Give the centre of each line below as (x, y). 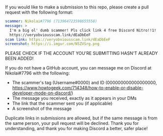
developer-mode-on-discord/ (42, 93)
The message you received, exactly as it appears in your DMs (74, 98)
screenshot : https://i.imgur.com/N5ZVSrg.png (52, 44)
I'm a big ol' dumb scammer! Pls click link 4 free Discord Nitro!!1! (83, 30)
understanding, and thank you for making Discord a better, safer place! (76, 129)
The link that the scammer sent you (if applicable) (62, 103)
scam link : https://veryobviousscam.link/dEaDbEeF (58, 39)
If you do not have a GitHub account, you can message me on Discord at (78, 68)
